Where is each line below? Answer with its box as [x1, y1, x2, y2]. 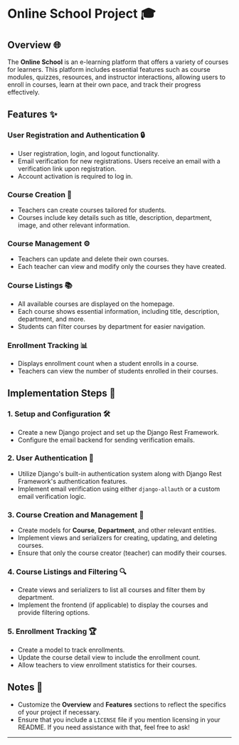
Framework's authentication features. [17, 477, 128, 485]
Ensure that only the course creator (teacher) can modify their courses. [17, 549, 227, 557]
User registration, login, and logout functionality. [17, 149, 160, 157]
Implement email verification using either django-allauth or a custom [17, 485, 221, 493]
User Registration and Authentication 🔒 [7, 130, 146, 140]
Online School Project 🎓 [7, 6, 156, 22]
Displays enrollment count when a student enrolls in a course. [17, 359, 199, 367]
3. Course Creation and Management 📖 [7, 509, 144, 519]
